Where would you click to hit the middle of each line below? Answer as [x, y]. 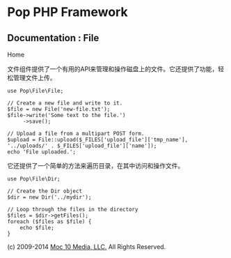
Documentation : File [53, 38]
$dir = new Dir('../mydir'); [49, 197]
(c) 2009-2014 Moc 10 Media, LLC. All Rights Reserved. [87, 247]
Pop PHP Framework [67, 12]
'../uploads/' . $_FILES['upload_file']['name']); [82, 146]
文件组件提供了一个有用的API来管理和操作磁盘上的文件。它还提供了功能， [113, 69]
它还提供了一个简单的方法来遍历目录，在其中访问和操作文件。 [96, 166]
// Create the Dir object [45, 191]
